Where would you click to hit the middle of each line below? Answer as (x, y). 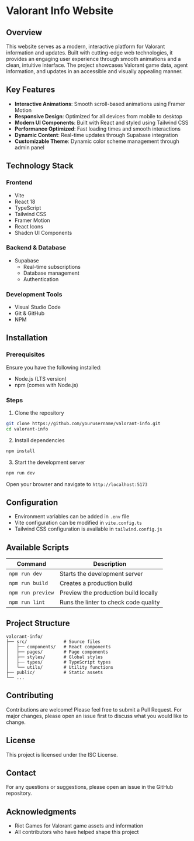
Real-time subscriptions (52, 266)
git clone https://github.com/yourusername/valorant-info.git (83, 424)
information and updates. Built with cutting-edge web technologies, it (89, 53)
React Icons (29, 226)
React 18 (25, 201)
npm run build (29, 583)
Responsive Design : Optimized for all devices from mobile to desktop (98, 116)
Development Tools (34, 294)
